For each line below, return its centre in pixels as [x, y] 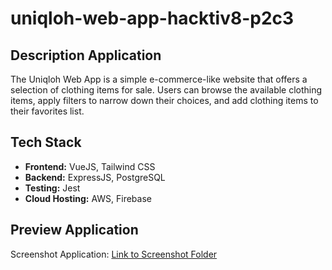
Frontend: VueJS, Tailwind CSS [90, 166]
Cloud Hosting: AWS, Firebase [88, 198]
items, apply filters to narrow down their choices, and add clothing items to [164, 100]
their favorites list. [47, 111]
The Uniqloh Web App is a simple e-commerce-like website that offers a [159, 79]
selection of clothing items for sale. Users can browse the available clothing [166, 90]
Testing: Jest [52, 188]
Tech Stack [46, 142]
